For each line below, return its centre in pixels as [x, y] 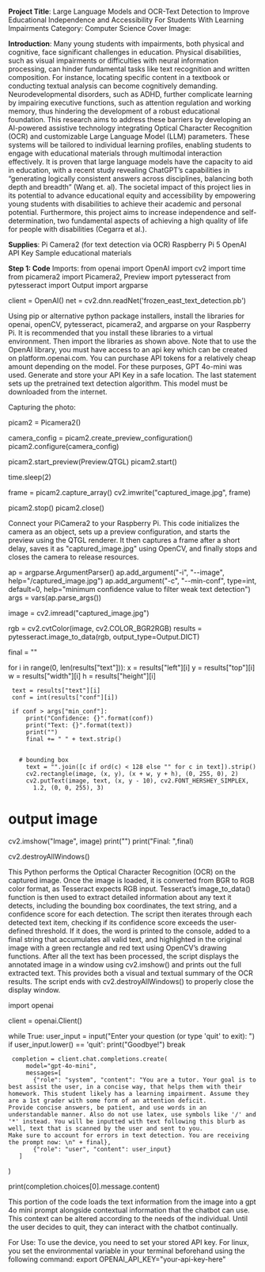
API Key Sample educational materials [70, 253]
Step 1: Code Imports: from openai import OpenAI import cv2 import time [127, 268]
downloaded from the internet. [58, 392]
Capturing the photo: [42, 407]
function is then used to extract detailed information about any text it [120, 897]
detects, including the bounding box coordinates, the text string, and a [123, 905]
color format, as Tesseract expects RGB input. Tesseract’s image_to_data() [129, 889]
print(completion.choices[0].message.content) [84, 1186]
